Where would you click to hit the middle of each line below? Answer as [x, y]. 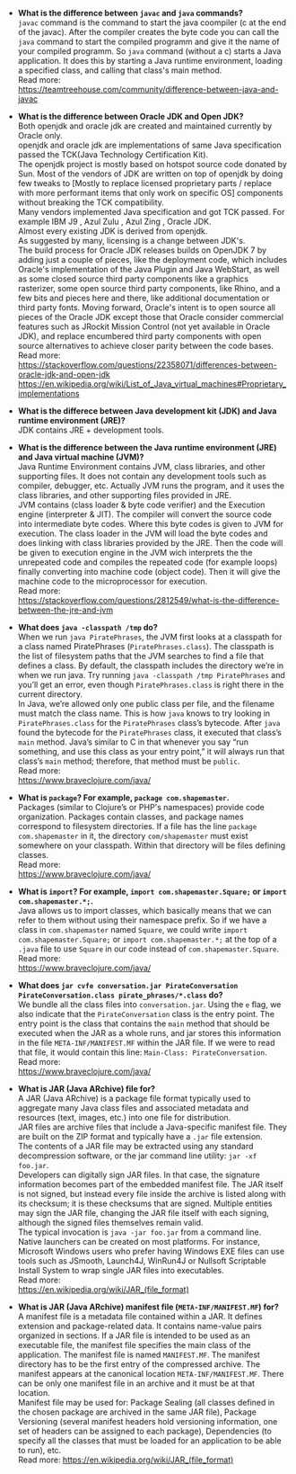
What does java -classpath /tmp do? [88, 627]
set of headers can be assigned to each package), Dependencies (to [144, 1431]
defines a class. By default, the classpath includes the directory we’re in [151, 666]
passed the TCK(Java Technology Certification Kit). [113, 155]
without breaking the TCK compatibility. [91, 202]
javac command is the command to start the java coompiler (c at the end [152, 22]
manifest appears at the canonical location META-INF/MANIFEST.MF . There [151, 1374]
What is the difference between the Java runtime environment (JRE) [147, 447]
